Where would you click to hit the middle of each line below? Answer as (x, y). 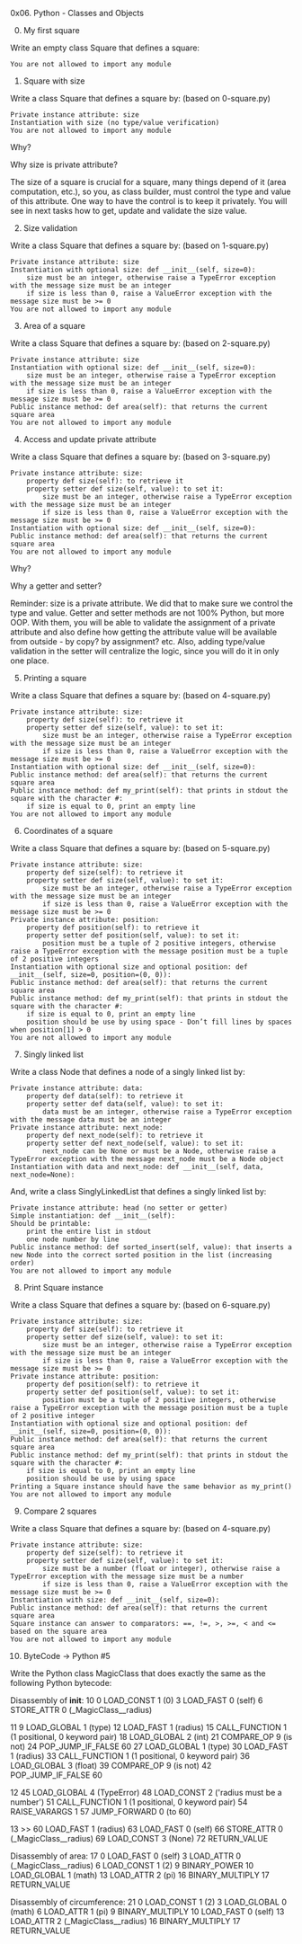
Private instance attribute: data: (77, 1088)
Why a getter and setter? (56, 586)
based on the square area (58, 1631)
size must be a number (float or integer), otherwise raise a (161, 1568)
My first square (51, 30)
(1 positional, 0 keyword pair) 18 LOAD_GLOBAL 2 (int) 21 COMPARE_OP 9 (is (151, 1737)
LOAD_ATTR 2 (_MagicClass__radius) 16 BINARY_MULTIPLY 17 (125, 1921)
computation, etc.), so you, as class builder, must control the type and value (151, 191)
